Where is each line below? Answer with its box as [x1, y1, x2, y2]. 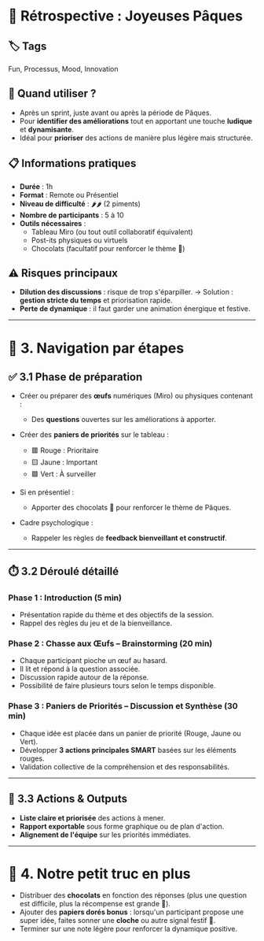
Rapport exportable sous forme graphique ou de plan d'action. [19, 821, 225, 831]
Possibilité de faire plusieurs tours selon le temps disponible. [19, 681, 216, 691]
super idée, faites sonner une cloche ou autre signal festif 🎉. [19, 916, 216, 925]
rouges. [19, 754, 45, 763]
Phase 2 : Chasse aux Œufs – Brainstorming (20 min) [8, 638, 213, 649]
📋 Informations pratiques [8, 157, 137, 170]
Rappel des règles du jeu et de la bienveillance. [19, 618, 173, 628]
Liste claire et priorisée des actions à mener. [19, 813, 166, 822]
